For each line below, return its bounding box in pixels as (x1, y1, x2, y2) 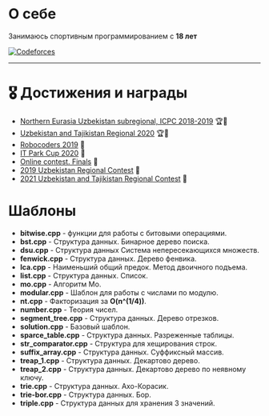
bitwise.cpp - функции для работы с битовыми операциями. (19, 228, 227, 238)
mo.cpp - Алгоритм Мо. (19, 279, 102, 289)
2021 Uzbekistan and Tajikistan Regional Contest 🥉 (19, 174, 188, 183)
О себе (8, 5, 57, 23)
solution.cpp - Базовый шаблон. (19, 322, 130, 331)
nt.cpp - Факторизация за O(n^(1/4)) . (19, 296, 147, 306)
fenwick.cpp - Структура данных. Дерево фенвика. (19, 254, 198, 263)
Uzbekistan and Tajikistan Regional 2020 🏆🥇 (19, 128, 170, 138)
